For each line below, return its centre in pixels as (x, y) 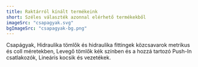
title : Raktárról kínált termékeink (52, 12)
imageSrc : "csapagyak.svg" (40, 23)
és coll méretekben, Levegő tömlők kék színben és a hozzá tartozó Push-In (99, 52)
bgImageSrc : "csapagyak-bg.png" (46, 28)
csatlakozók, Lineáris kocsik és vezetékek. (58, 58)
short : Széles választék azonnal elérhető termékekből (76, 17)
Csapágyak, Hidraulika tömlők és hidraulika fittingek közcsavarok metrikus (98, 45)
